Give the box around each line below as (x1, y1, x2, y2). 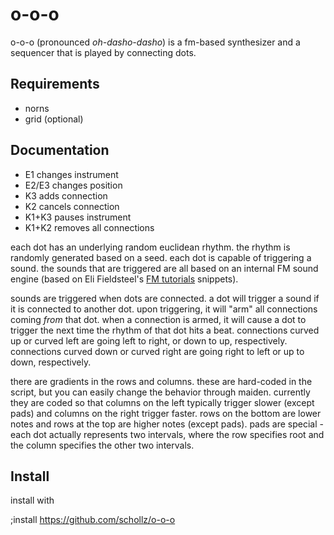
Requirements (10, 76, 100, 93)
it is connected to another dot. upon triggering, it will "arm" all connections (10, 303, 318, 315)
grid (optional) (24, 113, 84, 125)
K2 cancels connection (24, 200, 120, 212)
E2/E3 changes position (24, 179, 123, 191)
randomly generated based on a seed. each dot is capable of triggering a (10, 251, 312, 263)
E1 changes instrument (24, 168, 119, 180)
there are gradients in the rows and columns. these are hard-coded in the (10, 375, 313, 387)
